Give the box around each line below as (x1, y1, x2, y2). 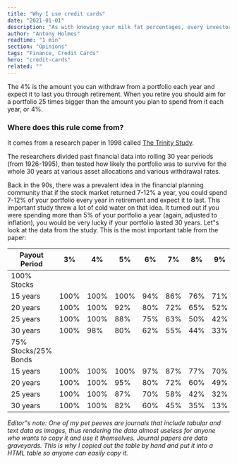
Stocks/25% (11, 345, 53, 355)
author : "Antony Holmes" (7, 30, 80, 37)
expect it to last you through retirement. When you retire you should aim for (7, 90, 226, 98)
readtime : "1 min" (7, 37, 61, 44)
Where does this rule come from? (7, 122, 124, 132)
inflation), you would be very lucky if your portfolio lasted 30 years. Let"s (7, 218, 219, 227)
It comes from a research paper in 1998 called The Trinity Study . (7, 138, 195, 147)
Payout (19, 250, 44, 260)
